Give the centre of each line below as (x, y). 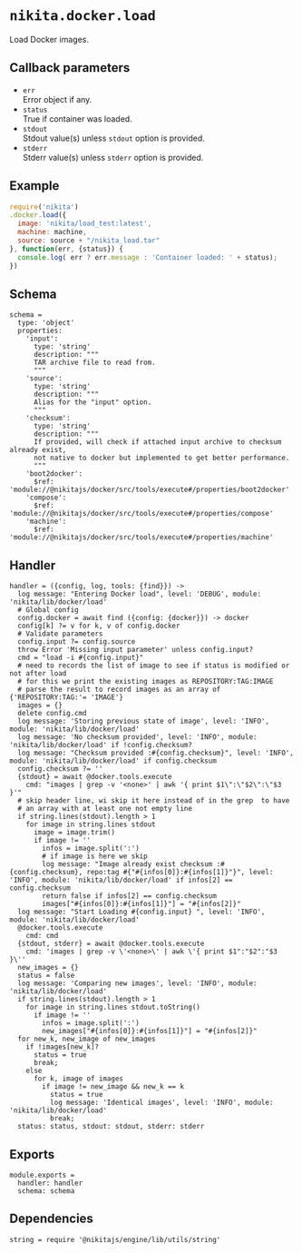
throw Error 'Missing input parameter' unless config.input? (136, 650)
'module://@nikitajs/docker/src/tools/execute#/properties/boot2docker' (150, 490)
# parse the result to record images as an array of (119, 690)
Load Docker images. (49, 39)
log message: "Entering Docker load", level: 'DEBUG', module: (139, 594)
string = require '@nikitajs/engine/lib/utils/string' (115, 1239)
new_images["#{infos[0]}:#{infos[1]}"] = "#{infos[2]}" (150, 1031)
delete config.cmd (53, 714)
